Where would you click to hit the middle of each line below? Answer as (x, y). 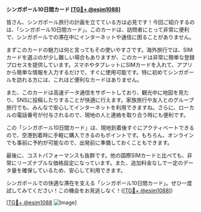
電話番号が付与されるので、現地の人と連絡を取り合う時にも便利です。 (103, 115)
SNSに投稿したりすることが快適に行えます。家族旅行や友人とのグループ (105, 100)
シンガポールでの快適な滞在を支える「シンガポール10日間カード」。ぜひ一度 (99, 183)
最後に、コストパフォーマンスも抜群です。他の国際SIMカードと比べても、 (97, 155)
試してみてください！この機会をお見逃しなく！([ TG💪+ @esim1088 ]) (90, 190)
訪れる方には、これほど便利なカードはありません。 (79, 80)
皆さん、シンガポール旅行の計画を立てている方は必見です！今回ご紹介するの (100, 22)
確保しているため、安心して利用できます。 (74, 170)
